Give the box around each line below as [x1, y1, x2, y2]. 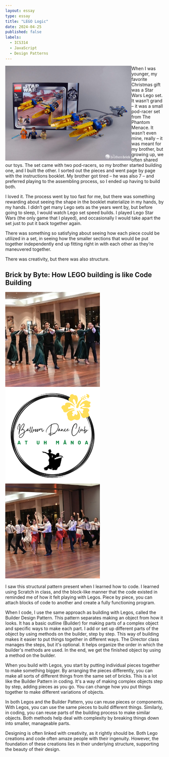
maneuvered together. [5, 246, 51, 252]
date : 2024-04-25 [5, 24, 42, 29]
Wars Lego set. [131, 92, 163, 98]
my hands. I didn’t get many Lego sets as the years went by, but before [5, 204, 153, 210]
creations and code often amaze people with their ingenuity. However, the [5, 736, 159, 742]
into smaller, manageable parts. [5, 721, 71, 727]
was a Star [131, 86, 154, 93]
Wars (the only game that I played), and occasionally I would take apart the [5, 215, 161, 221]
